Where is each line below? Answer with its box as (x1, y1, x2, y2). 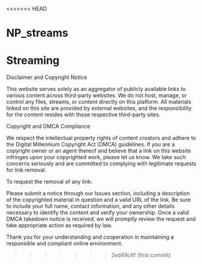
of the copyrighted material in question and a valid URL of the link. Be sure (6, 196, 191, 204)
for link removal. (6, 166, 46, 174)
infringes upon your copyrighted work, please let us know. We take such (6, 154, 186, 161)
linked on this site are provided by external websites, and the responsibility (6, 105, 192, 112)
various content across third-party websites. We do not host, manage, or (6, 92, 187, 99)
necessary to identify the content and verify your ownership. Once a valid (6, 209, 189, 216)
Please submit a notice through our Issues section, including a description (6, 190, 190, 197)
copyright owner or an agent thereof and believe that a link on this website (6, 147, 191, 154)
